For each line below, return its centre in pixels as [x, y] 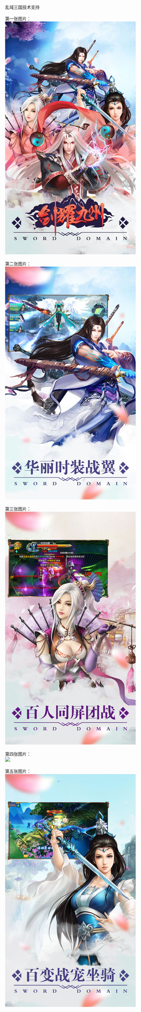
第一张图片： [18, 18]
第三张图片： [18, 509]
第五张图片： [18, 771]
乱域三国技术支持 [22, 7]
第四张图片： [18, 754]
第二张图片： [18, 264]
